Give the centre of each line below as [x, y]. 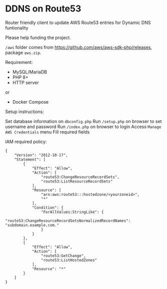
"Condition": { [48, 207]
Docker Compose [30, 102]
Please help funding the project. [38, 37]
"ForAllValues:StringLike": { [72, 212]
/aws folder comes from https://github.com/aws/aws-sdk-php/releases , [79, 47]
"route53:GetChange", [63, 255]
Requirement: [19, 62]
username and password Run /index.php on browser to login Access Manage [83, 126]
